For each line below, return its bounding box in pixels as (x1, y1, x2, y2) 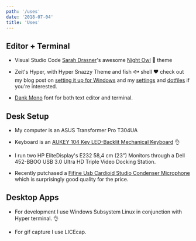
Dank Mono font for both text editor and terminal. (14, 94, 133, 101)
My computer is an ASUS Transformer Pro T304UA (14, 127, 138, 133)
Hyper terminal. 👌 (14, 215, 59, 222)
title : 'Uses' (6, 19, 41, 25)
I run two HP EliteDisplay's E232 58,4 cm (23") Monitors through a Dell (14, 152, 185, 159)
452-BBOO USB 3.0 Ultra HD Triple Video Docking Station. (14, 159, 156, 165)
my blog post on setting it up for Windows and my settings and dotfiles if (14, 77, 190, 84)
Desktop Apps (6, 192, 60, 202)
